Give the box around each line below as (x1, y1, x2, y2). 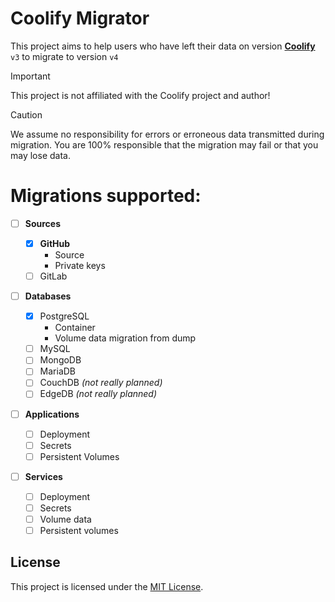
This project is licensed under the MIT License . (10, 580, 204, 592)
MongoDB (39, 354, 82, 366)
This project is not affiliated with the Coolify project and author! (10, 89, 271, 101)
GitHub (39, 237, 71, 249)
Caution (10, 108, 43, 121)
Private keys (54, 260, 106, 271)
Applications (24, 408, 80, 420)
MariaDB (39, 365, 77, 377)
